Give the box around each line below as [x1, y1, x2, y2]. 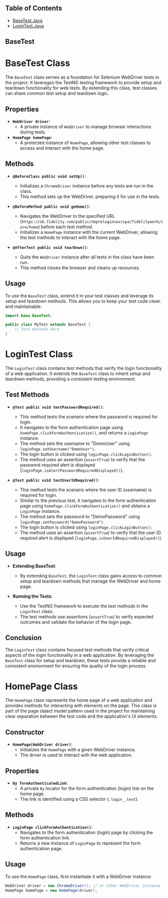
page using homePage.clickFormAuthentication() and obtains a [20, 502, 150, 508]
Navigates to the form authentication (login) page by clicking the [20, 829, 153, 836]
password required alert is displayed [20, 462, 95, 468]
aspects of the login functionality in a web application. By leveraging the [5, 652, 154, 658]
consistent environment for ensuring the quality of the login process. [5, 663, 147, 669]
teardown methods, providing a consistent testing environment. [5, 376, 136, 382]
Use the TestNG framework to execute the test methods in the [20, 603, 148, 609]
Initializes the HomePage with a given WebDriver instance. [20, 747, 136, 753]
